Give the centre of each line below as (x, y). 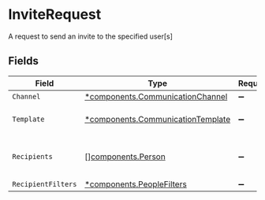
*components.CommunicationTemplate (157, 119)
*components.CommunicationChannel (156, 96)
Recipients (32, 156)
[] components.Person (125, 157)
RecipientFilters (45, 184)
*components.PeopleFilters (135, 184)
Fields (24, 61)
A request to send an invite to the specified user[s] (91, 36)
